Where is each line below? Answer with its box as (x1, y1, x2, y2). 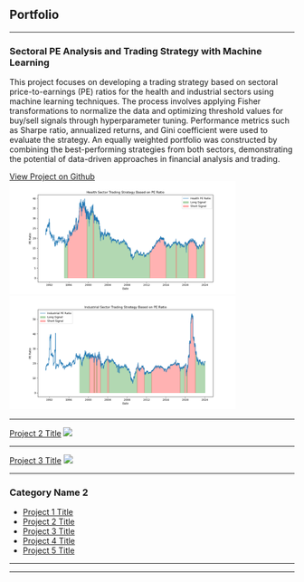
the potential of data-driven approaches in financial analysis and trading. (9, 154, 280, 165)
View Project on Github (9, 171, 95, 182)
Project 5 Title (22, 545, 75, 556)
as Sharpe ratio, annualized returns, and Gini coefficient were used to (9, 125, 269, 136)
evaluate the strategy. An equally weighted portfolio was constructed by (9, 135, 278, 146)
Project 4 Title (22, 536, 75, 547)
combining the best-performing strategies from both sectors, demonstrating (9, 144, 293, 155)
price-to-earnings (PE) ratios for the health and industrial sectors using (9, 86, 274, 98)
